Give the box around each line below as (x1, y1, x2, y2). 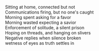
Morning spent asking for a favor (5, 15, 72, 20)
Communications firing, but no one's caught (5, 9, 94, 15)
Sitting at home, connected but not (5, 4, 75, 10)
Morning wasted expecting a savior (5, 19, 76, 25)
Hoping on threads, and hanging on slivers (5, 30, 91, 35)
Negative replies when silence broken (5, 35, 81, 41)
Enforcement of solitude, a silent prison (5, 25, 85, 31)
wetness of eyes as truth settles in (5, 40, 74, 46)
